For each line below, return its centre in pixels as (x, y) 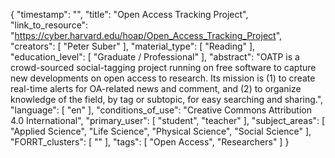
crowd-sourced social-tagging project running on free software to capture (163, 67)
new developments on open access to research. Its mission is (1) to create (163, 78)
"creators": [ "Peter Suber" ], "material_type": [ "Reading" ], (133, 46)
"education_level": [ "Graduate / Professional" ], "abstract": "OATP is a (155, 57)
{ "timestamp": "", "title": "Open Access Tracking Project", (129, 14)
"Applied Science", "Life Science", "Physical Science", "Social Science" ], (161, 131)
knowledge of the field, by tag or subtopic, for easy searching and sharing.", (167, 99)
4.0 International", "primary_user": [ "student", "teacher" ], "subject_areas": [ (168, 120)
